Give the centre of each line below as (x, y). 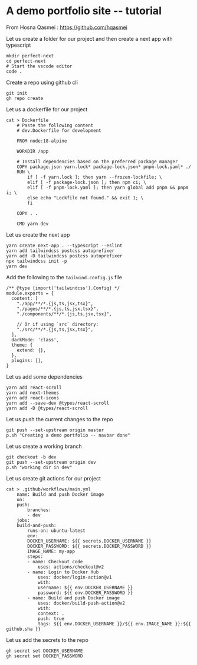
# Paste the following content (55, 125)
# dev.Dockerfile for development (59, 130)
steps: (35, 556)
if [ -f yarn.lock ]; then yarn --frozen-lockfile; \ (95, 177)
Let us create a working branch (44, 446)
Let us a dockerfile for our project (47, 109)
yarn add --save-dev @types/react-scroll (58, 403)
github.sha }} (24, 629)
